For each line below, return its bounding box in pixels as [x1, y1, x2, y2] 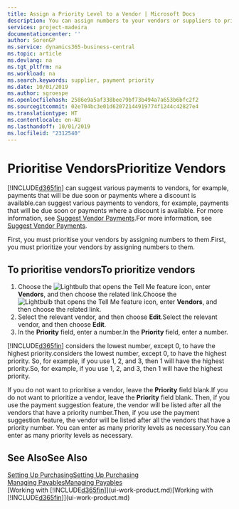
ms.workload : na [7, 70, 55, 77]
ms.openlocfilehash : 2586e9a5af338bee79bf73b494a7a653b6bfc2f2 [7, 97, 199, 104]
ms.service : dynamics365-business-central [7, 43, 135, 51]
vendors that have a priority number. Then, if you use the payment [7, 409, 200, 417]
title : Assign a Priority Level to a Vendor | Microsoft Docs [7, 10, 196, 18]
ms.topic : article [7, 51, 62, 58]
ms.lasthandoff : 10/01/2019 [7, 122, 91, 130]
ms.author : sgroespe [7, 90, 69, 97]
